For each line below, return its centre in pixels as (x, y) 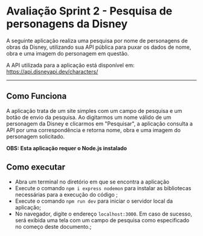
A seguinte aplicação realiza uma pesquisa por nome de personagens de (97, 40)
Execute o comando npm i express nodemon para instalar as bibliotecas (103, 188)
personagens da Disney (67, 24)
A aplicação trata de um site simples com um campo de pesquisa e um (94, 110)
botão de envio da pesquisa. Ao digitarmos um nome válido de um (89, 117)
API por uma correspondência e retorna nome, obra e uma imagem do (94, 130)
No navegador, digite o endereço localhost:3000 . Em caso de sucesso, (103, 214)
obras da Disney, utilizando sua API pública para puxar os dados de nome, (99, 47)
